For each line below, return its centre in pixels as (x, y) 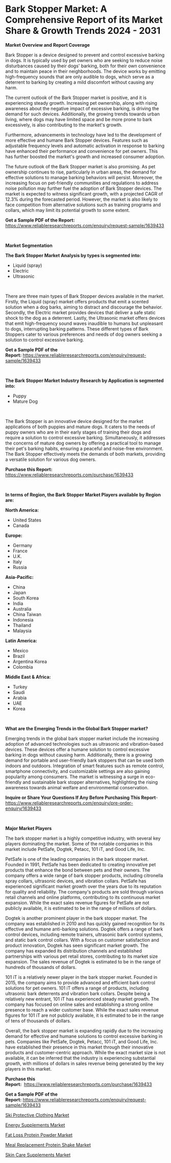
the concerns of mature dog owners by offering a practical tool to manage (83, 443)
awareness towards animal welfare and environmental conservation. (77, 787)
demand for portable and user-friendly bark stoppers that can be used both (85, 760)
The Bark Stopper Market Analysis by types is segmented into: (73, 255)
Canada (21, 525)
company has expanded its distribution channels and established (74, 951)
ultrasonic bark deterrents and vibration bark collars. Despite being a (78, 993)
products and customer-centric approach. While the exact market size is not (86, 1052)
